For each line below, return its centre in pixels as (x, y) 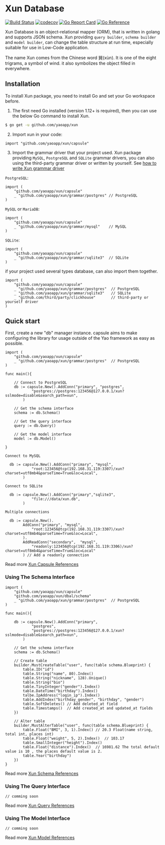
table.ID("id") (38, 669)
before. (13, 101)
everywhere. (18, 68)
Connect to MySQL (23, 456)
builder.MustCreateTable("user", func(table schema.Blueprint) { (82, 665)
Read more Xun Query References (40, 806)
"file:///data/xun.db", (56, 499)
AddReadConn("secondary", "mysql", (60, 542)
